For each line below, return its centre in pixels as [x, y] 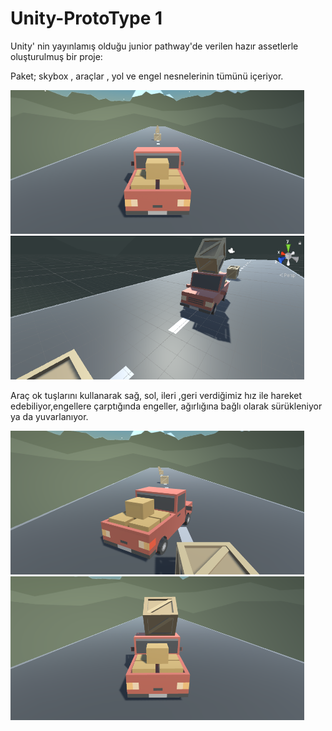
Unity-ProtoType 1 [86, 18]
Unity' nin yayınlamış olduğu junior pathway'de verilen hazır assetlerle [154, 46]
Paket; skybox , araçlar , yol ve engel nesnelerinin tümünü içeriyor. [147, 76]
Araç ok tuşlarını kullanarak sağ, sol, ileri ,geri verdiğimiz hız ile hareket [156, 395]
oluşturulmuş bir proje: [56, 56]
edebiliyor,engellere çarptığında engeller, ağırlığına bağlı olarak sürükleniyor [166, 406]
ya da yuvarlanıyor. [49, 416]
